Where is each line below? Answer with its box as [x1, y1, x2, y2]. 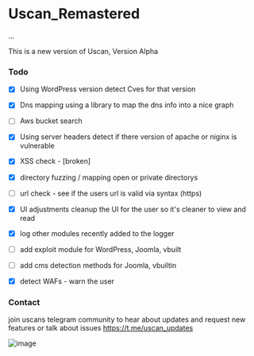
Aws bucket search [19, 116, 83, 126]
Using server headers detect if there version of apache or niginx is [19, 132, 237, 141]
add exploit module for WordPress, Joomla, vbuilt [19, 244, 182, 254]
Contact [8, 296, 40, 308]
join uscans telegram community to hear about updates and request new [8, 315, 246, 324]
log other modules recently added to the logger [19, 228, 175, 238]
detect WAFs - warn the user [19, 276, 115, 286]
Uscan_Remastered [8, 5, 140, 23]
